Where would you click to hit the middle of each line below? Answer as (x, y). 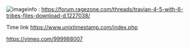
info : (34, 9)
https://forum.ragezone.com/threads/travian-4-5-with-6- (112, 9)
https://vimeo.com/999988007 (45, 39)
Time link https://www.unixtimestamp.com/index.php (72, 27)
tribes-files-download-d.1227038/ (48, 16)
